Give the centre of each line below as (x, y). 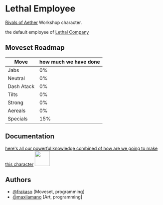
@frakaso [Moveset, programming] (48, 192)
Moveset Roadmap (35, 48)
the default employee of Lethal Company (47, 32)
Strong (16, 102)
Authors (18, 180)
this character (19, 164)
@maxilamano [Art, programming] (47, 197)
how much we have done (70, 62)
